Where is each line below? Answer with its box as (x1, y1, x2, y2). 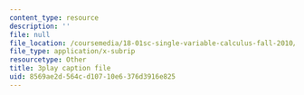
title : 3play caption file (9, 64, 111, 73)
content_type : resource (9, 13, 100, 23)
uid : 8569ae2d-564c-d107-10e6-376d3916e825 (9, 72, 176, 81)
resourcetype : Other (9, 55, 88, 64)
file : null (9, 30, 51, 39)
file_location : (9, 38, 67, 48)
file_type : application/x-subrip (9, 47, 136, 56)
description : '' (9, 22, 71, 31)
